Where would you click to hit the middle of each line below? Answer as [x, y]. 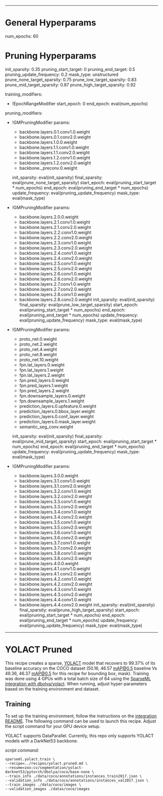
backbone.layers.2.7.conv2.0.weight [55, 289]
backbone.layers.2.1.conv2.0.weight [55, 227]
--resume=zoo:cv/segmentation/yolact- [44, 768]
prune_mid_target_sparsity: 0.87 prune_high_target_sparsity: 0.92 [70, 85]
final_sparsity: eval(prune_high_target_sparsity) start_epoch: [79, 610]
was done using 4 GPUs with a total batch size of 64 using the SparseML [78, 678]
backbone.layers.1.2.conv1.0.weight [55, 157]
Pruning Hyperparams [51, 56]
